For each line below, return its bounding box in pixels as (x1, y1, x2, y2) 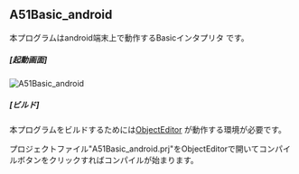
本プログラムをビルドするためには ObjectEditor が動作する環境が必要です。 (9, 124, 287, 134)
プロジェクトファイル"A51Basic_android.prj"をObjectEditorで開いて (9, 143, 259, 154)
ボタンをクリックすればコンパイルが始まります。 (16, 154, 199, 165)
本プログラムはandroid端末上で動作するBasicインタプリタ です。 (9, 32, 250, 43)
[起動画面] (9, 54, 48, 66)
